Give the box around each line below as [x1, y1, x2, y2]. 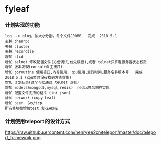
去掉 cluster [5, 44, 30, 49]
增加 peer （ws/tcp [5, 101, 42, 106]
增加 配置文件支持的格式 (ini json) [5, 91, 71, 96]
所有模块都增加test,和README [5, 106, 58, 111]
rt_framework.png [5, 134, 41, 140]
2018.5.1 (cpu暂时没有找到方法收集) [5, 75, 72, 80]
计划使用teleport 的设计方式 [5, 118, 70, 125]
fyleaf [5, 3, 30, 15]
